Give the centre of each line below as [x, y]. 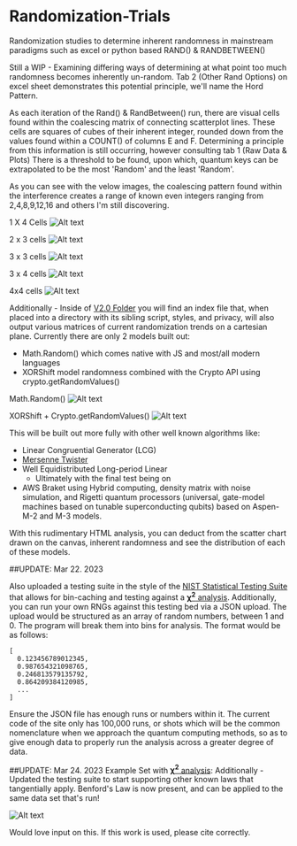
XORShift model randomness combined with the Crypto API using [141, 372]
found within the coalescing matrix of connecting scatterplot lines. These [142, 122]
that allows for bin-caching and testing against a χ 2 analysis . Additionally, [143, 596]
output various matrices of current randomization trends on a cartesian [138, 327]
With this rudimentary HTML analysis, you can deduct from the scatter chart [148, 533]
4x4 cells [26, 290]
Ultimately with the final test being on [103, 478]
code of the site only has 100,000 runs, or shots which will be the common [145, 723]
